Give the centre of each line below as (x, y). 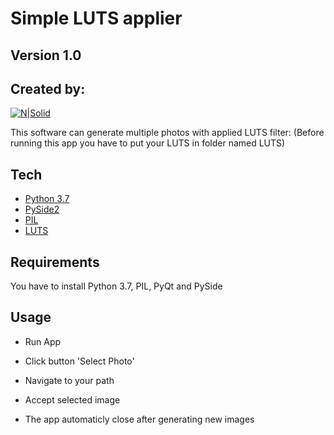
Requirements (55, 262)
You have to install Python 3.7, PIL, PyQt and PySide (116, 286)
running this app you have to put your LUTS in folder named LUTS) (148, 143)
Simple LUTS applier (96, 18)
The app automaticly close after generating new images (139, 419)
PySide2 (42, 209)
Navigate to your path (69, 380)
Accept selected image (72, 399)
